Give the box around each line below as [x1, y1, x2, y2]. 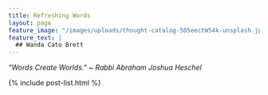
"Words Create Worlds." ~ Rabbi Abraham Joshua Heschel [8, 63, 202, 72]
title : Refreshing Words [8, 11, 91, 20]
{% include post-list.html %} [8, 78, 101, 88]
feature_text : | [8, 33, 62, 42]
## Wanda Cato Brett [15, 41, 84, 49]
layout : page [8, 19, 52, 27]
